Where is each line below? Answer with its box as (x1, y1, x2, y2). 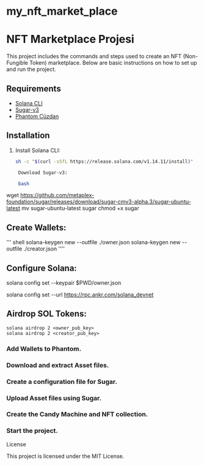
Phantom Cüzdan (15, 112, 59, 120)
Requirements (6, 83, 61, 94)
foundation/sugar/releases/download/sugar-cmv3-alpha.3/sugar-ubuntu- (6, 198, 191, 206)
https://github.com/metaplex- (20, 192, 95, 199)
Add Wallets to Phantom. (6, 344, 81, 353)
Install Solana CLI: (15, 146, 61, 154)
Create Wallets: (6, 222, 67, 233)
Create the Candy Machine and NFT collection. (6, 410, 148, 419)
